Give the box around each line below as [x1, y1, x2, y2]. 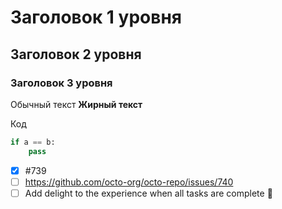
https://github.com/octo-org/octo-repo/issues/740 [24, 176, 234, 188]
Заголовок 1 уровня [10, 6, 182, 29]
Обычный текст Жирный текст [10, 98, 143, 110]
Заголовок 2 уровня [10, 46, 142, 63]
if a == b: [10, 137, 56, 147]
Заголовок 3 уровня [10, 76, 113, 90]
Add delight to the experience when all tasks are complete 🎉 [24, 187, 273, 199]
